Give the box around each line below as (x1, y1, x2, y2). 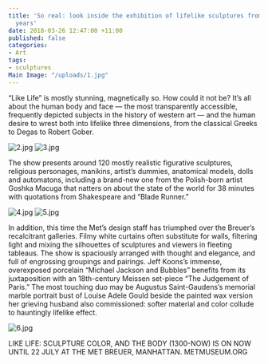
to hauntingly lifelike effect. (8, 307, 97, 317)
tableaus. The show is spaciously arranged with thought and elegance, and (8, 248, 255, 258)
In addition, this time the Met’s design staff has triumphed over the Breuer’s (8, 223, 255, 232)
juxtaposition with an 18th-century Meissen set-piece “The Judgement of (8, 273, 250, 283)
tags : (8, 57, 26, 65)
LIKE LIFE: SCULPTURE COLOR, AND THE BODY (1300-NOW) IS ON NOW (8, 338, 251, 348)
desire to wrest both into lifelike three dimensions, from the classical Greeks (8, 118, 258, 128)
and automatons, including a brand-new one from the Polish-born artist (8, 175, 243, 184)
